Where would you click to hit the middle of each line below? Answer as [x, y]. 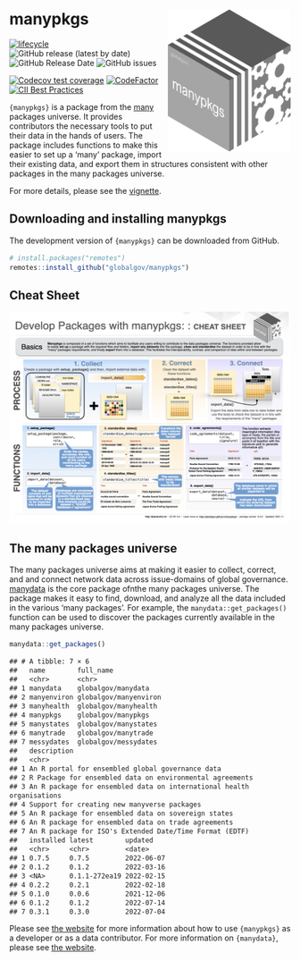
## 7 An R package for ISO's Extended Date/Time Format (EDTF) [129, 831]
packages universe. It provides [66, 116]
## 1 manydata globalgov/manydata [79, 688]
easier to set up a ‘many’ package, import [86, 154]
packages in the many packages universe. [87, 173]
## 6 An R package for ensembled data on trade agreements [121, 822]
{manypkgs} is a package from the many [82, 106]
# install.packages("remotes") [67, 258]
